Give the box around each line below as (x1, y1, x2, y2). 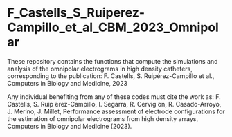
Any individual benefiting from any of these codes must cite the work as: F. (7, 92, 222, 101)
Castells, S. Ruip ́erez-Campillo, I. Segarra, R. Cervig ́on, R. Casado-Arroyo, (7, 100, 222, 108)
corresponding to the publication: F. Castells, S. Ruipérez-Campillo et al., (7, 71, 215, 80)
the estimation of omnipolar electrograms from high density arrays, (7, 114, 199, 122)
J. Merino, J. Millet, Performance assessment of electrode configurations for (7, 107, 225, 116)
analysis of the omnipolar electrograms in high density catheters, (7, 64, 193, 73)
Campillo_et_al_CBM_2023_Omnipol (7, 19, 220, 35)
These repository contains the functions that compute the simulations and (7, 57, 218, 65)
